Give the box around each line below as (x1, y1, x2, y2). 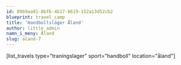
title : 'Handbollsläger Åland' (6, 19, 84, 25)
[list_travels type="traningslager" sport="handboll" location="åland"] (6, 53, 176, 59)
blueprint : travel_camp (6, 14, 65, 20)
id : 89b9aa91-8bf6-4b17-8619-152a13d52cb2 (6, 8, 113, 15)
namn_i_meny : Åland (6, 31, 55, 37)
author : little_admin (6, 25, 60, 31)
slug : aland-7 (6, 36, 42, 42)
